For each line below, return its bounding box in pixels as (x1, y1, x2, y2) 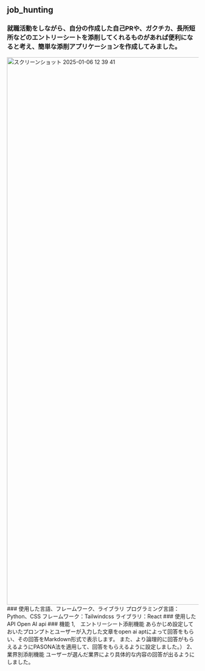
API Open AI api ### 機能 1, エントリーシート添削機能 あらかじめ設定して (7, 620, 194, 627)
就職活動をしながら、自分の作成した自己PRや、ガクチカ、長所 (7, 24, 189, 33)
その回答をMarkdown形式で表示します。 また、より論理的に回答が (17, 635, 184, 642)
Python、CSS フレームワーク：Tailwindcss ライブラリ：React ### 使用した (7, 613, 196, 620)
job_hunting (7, 5, 54, 15)
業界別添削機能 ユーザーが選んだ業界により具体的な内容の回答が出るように (7, 650, 195, 658)
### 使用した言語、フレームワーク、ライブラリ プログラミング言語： (7, 605, 179, 612)
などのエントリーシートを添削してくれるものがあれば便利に (13, 33, 187, 42)
